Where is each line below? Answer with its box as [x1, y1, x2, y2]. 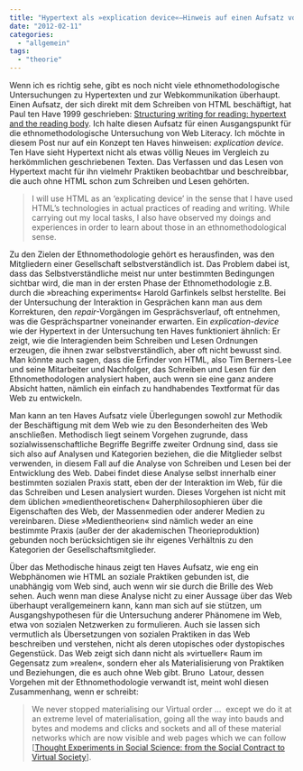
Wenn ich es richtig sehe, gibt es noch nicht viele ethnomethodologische [9, 80, 280, 90]
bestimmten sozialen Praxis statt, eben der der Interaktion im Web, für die [9, 477, 283, 488]
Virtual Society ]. [31, 752, 92, 762]
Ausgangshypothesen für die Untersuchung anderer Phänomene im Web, [9, 610, 282, 620]
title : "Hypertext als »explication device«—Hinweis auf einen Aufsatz [9, 13, 284, 23]
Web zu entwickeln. [9, 393, 83, 403]
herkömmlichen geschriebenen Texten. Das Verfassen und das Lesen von [9, 157, 284, 167]
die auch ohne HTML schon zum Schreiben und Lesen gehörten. [9, 176, 250, 186]
